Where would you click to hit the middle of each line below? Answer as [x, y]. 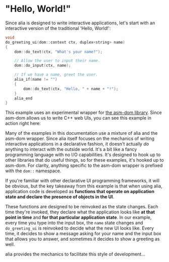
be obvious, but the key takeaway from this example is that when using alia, [84, 186]
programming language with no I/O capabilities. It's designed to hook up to [83, 155]
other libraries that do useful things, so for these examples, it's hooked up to [84, 160]
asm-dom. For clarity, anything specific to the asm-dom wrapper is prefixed [84, 166]
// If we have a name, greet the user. [56, 75]
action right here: [23, 123]
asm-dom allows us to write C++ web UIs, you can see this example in [78, 118]
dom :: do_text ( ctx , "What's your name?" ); [58, 52]
